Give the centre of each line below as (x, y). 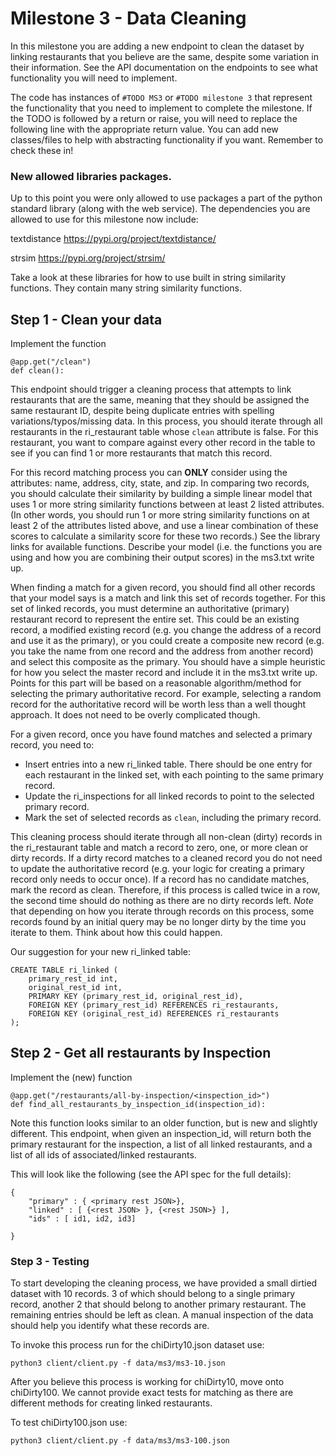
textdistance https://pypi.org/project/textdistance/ (113, 239)
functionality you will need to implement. (94, 78)
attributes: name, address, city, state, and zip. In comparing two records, (160, 483)
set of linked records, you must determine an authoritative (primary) (150, 609)
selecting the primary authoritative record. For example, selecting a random (166, 694)
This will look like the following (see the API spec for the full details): (151, 1174)
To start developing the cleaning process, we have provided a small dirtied (164, 1283)
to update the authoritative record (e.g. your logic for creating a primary (157, 869)
